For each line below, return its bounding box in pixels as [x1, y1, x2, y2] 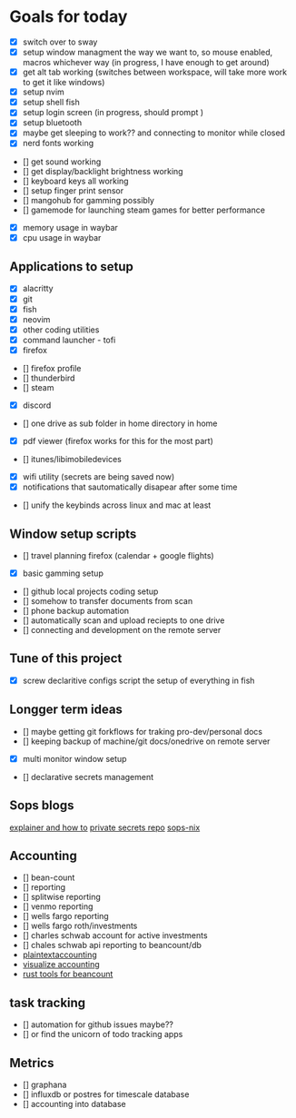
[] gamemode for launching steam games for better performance [22, 204, 266, 215]
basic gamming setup [22, 568, 104, 579]
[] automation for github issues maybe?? [22, 1019, 174, 1030]
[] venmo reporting [22, 901, 94, 912]
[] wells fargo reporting [22, 911, 109, 922]
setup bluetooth [22, 117, 83, 128]
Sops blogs [9, 797, 74, 814]
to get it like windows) [22, 77, 105, 88]
